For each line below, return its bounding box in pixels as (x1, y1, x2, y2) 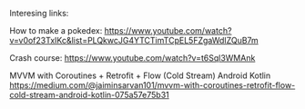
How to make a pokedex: (9, 25, 103, 35)
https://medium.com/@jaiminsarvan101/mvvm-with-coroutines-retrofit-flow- (9, 80, 296, 90)
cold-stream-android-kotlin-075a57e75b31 (9, 90, 170, 100)
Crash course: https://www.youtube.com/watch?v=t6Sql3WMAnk (9, 53, 256, 63)
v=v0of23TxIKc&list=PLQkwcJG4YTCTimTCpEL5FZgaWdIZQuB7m (9, 35, 259, 45)
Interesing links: (9, 8, 69, 18)
